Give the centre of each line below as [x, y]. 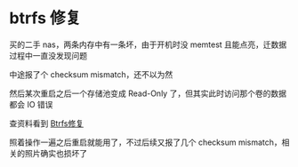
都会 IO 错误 [31, 104]
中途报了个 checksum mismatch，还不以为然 [91, 74]
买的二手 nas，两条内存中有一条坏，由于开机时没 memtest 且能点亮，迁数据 [148, 44]
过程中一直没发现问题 [48, 55]
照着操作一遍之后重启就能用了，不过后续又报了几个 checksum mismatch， [145, 142]
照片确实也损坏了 [56, 153]
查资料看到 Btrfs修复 [47, 123]
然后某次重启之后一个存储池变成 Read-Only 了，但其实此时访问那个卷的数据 [148, 93]
